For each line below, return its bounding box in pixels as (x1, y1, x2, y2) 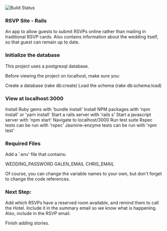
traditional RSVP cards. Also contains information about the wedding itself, (5, 34, 158, 40)
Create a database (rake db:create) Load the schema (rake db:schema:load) (5, 82, 162, 88)
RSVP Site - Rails (5, 17, 47, 24)
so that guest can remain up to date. (5, 39, 80, 45)
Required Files (5, 140, 41, 147)
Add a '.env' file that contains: (5, 151, 66, 157)
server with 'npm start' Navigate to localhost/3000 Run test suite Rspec (5, 116, 152, 122)
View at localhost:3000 (5, 95, 63, 102)
